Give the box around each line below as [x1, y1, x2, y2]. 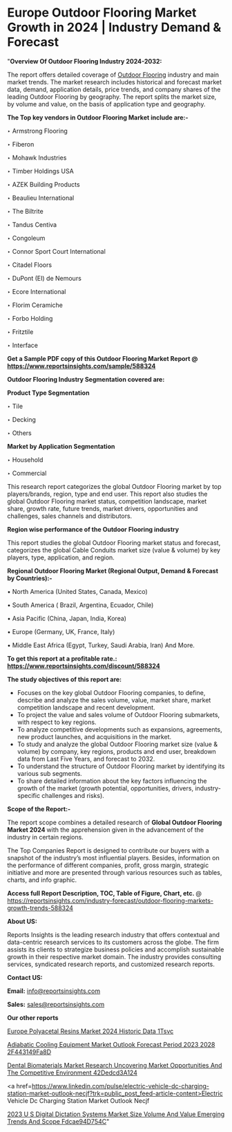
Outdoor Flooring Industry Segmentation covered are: [7, 375, 165, 383]
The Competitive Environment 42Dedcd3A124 [7, 1068, 138, 1077]
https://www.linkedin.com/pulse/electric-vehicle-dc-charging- [31, 1082, 209, 1090]
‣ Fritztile [7, 327, 34, 336]
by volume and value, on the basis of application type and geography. [7, 100, 206, 108]
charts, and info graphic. [7, 875, 77, 884]
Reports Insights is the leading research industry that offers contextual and [7, 930, 220, 938]
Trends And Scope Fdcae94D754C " [7, 1117, 110, 1125]
